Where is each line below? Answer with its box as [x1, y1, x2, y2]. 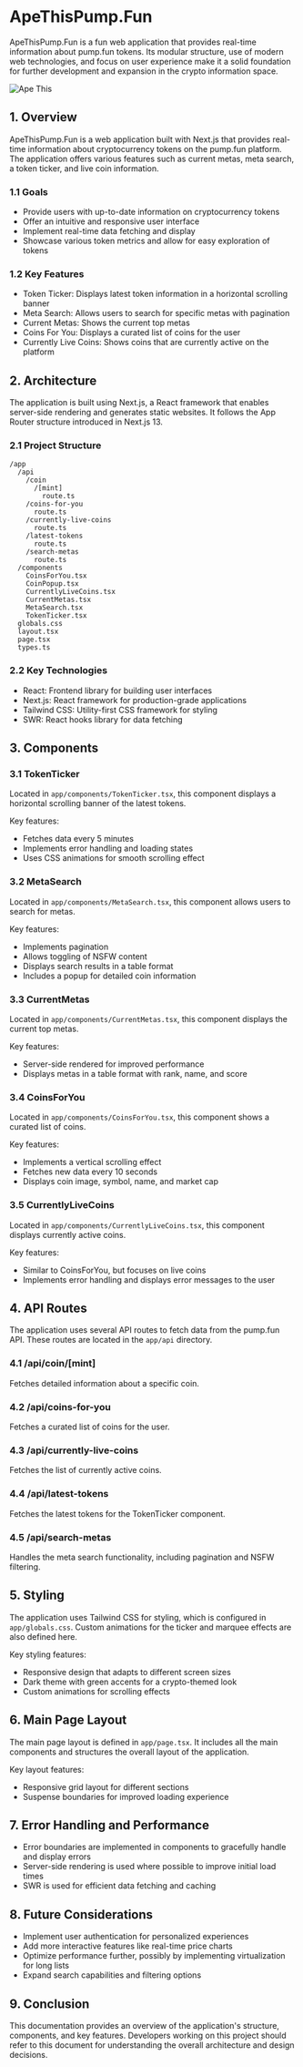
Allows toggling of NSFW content [22, 950, 147, 962]
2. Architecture [9, 373, 97, 388]
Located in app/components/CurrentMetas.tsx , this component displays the [9, 1014, 288, 1025]
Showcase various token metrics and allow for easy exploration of [22, 235, 270, 247]
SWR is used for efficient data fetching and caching [22, 1880, 217, 1891]
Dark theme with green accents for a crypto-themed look [22, 1676, 237, 1687]
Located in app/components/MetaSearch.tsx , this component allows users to [9, 895, 291, 907]
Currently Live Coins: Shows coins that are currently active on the [22, 337, 269, 348]
